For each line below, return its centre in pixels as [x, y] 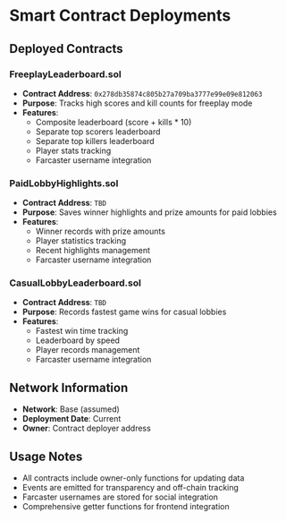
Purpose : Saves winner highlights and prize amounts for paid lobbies [149, 212]
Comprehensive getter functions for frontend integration [126, 507]
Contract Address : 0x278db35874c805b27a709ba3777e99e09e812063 [142, 93]
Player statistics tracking [81, 241]
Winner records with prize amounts [100, 231]
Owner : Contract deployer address [87, 428]
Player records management [88, 350]
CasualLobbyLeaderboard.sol [75, 283]
